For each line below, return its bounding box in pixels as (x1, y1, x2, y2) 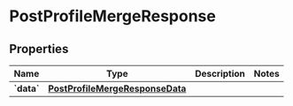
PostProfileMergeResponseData (48, 82, 187, 95)
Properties (9, 42, 69, 57)
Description (194, 68, 246, 79)
